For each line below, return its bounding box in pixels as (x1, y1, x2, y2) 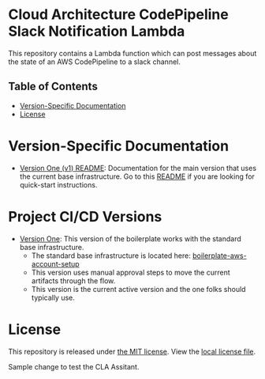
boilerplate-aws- (192, 251, 247, 260)
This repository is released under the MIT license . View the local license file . (8, 347, 256, 356)
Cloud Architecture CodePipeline (8, 6, 229, 24)
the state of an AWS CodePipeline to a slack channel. (8, 57, 181, 66)
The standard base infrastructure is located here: (31, 251, 191, 260)
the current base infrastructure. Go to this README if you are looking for (19, 172, 255, 181)
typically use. (31, 293, 75, 302)
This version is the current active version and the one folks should (31, 284, 246, 294)
